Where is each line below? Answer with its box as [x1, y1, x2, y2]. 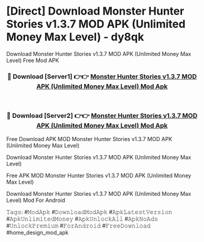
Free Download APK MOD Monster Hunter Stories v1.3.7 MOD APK [6, 135, 172, 142]
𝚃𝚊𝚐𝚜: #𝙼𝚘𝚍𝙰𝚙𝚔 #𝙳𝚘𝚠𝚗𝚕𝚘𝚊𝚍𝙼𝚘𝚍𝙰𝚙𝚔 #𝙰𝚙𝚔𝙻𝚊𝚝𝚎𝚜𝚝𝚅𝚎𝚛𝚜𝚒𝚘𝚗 [6, 208, 173, 215]
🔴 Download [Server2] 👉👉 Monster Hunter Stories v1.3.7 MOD [6, 111, 198, 120]
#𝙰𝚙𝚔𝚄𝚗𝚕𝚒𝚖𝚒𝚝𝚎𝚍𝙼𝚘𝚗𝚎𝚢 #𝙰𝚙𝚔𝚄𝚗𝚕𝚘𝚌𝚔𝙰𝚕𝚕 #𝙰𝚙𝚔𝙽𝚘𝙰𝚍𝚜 [6, 215, 158, 223]
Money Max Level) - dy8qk [6, 30, 144, 44]
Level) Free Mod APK [6, 57, 59, 64]
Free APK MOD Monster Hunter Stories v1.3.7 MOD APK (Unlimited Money [6, 171, 191, 179]
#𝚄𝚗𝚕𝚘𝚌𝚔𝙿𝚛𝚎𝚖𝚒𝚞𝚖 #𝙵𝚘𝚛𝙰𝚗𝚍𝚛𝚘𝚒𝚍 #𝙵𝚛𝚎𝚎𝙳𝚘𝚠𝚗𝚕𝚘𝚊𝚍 [6, 222, 151, 229]
